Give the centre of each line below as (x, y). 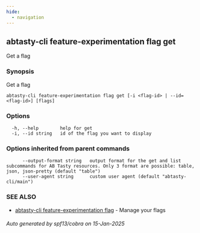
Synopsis (20, 71)
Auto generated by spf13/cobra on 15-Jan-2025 (65, 224)
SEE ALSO (21, 197)
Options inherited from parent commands (68, 149)
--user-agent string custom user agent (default (91, 177)
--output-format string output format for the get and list (102, 161)
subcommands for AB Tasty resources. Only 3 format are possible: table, (101, 166)
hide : (13, 12)
